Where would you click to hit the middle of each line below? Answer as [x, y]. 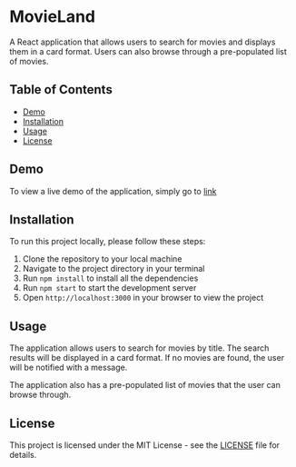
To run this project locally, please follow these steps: [108, 242]
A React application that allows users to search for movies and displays [143, 42]
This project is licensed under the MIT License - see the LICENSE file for [144, 445]
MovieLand [52, 17]
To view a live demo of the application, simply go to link [113, 191]
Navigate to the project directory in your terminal [113, 269]
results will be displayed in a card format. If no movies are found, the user [147, 358]
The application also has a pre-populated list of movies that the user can [145, 385]
